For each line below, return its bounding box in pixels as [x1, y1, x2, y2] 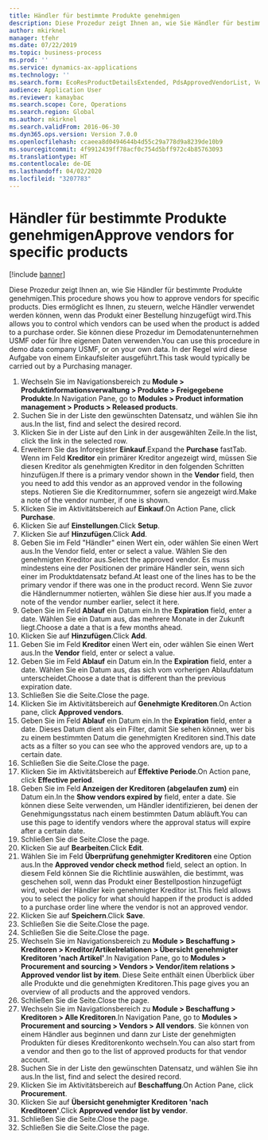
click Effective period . [20, 775, 95, 784]
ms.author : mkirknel [9, 116, 78, 124]
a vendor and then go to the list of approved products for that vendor [20, 1046, 247, 1055]
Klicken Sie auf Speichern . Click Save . [20, 910, 146, 920]
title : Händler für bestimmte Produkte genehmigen [9, 11, 181, 20]
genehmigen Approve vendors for [9, 227, 235, 244]
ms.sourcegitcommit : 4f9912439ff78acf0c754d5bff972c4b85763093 [9, 145, 223, 153]
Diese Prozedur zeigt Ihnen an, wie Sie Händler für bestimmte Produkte [9, 285, 243, 294]
